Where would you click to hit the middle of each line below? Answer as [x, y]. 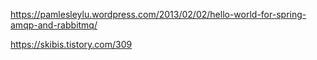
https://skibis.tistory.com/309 [71, 44]
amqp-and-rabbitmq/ [54, 25]
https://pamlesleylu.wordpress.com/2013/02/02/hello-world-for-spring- [158, 14]
